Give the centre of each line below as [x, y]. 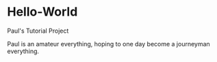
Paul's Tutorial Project [38, 31]
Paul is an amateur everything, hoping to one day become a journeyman [108, 44]
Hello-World [42, 12]
